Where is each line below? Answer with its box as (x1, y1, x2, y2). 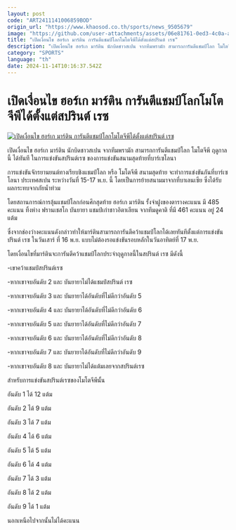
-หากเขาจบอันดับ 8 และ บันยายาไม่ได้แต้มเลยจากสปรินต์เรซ (7, 362, 145, 370)
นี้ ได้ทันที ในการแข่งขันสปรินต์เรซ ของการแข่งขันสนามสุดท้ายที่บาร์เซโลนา (7, 154, 176, 162)
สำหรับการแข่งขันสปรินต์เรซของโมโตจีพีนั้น (7, 376, 105, 384)
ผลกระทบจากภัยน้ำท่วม (7, 183, 61, 192)
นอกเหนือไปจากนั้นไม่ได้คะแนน (7, 516, 80, 524)
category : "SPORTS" (7, 50, 65, 57)
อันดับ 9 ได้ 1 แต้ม (7, 502, 51, 510)
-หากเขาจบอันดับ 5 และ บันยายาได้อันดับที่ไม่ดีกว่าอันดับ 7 (7, 319, 142, 328)
